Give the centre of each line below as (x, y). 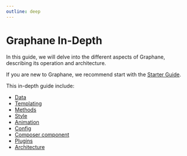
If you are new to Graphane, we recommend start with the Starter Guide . (93, 74)
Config (23, 128)
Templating (28, 103)
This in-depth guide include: (40, 86)
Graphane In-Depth (54, 40)
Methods (25, 110)
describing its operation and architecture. (56, 63)
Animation (27, 122)
